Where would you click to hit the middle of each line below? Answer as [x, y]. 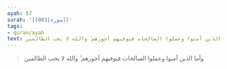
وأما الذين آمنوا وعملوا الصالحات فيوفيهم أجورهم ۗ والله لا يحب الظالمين [114, 58]
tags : [15, 26]
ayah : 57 [20, 13]
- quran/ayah [26, 32]
